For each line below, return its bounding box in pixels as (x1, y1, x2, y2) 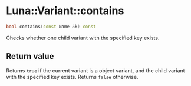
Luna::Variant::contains (6, 4, 124, 18)
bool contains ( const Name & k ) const (6, 24, 96, 29)
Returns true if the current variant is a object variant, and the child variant (6, 67, 185, 74)
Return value (6, 51, 54, 61)
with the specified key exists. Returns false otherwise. (6, 73, 139, 80)
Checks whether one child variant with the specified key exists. (6, 34, 160, 41)
